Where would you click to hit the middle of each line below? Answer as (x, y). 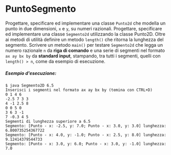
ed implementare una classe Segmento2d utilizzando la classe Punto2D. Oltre (85, 34)
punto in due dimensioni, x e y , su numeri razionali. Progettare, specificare (84, 28)
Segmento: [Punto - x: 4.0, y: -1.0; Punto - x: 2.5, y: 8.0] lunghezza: (86, 135)
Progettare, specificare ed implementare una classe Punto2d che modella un (85, 23)
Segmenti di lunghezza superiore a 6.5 (48, 121)
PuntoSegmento (41, 9)
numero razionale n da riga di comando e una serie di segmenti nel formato (85, 50)
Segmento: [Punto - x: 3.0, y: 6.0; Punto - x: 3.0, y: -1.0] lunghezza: (86, 144)
